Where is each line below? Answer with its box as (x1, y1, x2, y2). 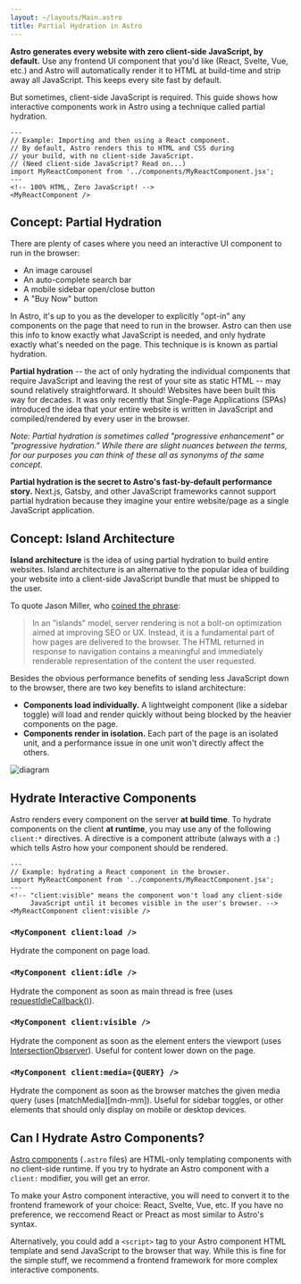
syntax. (10, 1218, 38, 1229)
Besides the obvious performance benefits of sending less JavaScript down (10, 673, 289, 684)
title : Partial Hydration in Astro (10, 21, 143, 30)
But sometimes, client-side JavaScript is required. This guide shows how (10, 91, 278, 103)
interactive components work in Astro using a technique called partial (10, 101, 266, 112)
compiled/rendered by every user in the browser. (10, 413, 190, 424)
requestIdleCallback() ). (10, 995, 95, 1005)
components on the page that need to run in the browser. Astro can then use (10, 321, 292, 331)
